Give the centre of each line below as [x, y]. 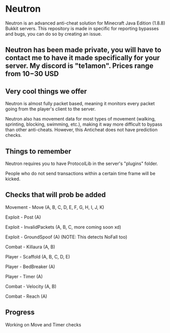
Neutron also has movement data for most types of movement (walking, [81, 119]
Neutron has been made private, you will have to [83, 50]
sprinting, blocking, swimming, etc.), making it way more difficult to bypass [84, 124]
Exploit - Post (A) [23, 217]
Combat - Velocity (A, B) [31, 286]
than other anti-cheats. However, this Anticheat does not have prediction [81, 130]
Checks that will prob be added [55, 195]
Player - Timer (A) [24, 276]
